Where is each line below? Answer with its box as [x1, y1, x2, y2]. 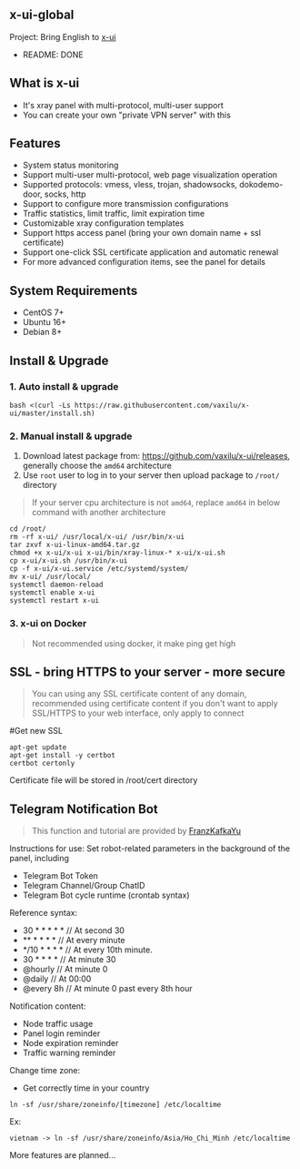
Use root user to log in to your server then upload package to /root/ [22, 470, 280, 481]
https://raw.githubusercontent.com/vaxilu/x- [74, 401, 250, 410]
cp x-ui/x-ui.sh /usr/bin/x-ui [9, 556, 128, 565]
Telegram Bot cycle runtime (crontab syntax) [22, 889, 190, 900]
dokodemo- [239, 179, 284, 190]
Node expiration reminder [22, 1038, 119, 1049]
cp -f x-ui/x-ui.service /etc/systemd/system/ [9, 564, 189, 574]
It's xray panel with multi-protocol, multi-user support [22, 99, 225, 110]
